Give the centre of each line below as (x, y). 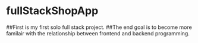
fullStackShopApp (52, 11)
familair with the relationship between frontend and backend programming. (98, 33)
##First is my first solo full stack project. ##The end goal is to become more (99, 27)
